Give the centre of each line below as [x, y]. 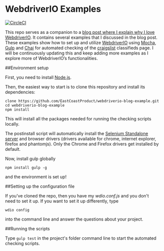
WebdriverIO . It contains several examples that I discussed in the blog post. [81, 37]
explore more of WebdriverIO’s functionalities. [52, 58]
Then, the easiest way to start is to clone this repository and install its [75, 86]
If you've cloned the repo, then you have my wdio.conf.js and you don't [77, 195]
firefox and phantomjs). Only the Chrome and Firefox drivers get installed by [82, 144]
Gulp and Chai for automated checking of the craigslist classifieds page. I [79, 48]
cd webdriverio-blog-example [35, 105]
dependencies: [20, 92]
